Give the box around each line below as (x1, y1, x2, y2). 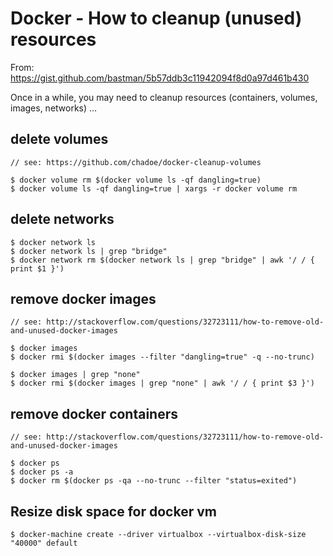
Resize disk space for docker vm (10, 503, 217, 520)
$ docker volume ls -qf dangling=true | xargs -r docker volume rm (10, 183, 298, 194)
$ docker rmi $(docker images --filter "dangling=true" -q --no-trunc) (10, 352, 315, 362)
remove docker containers (10, 405, 179, 422)
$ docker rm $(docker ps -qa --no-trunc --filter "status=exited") (10, 476, 298, 486)
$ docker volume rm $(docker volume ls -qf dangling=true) (10, 175, 262, 185)
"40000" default (10, 538, 78, 548)
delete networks (10, 211, 115, 228)
